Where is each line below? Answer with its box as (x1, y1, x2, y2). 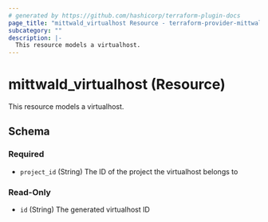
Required (8, 149, 45, 160)
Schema (8, 125, 50, 138)
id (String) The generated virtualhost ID (19, 204, 150, 215)
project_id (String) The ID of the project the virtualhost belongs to (19, 166, 238, 176)
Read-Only (8, 186, 52, 197)
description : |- (8, 33, 62, 42)
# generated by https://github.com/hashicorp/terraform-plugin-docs (8, 11, 241, 20)
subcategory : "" (8, 26, 62, 34)
